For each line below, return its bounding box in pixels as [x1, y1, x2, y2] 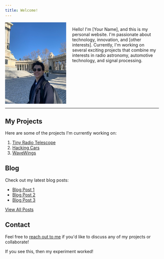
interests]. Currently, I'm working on [72, 42, 145, 47]
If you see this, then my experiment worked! [5, 248, 94, 254]
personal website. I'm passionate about [72, 31, 151, 37]
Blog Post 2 [12, 191, 36, 198]
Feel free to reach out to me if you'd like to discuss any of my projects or [5, 234, 151, 239]
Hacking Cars [12, 145, 40, 151]
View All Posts [5, 206, 34, 212]
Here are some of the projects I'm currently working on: [5, 130, 117, 136]
